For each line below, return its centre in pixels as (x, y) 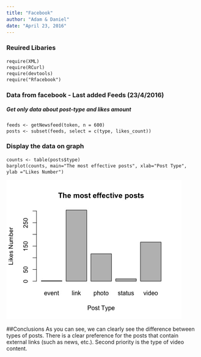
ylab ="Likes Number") (35, 172)
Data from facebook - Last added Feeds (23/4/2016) (85, 95)
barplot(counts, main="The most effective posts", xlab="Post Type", (97, 166)
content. (17, 348)
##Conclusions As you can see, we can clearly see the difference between (100, 329)
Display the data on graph (45, 146)
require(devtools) (30, 73)
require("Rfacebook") (34, 79)
